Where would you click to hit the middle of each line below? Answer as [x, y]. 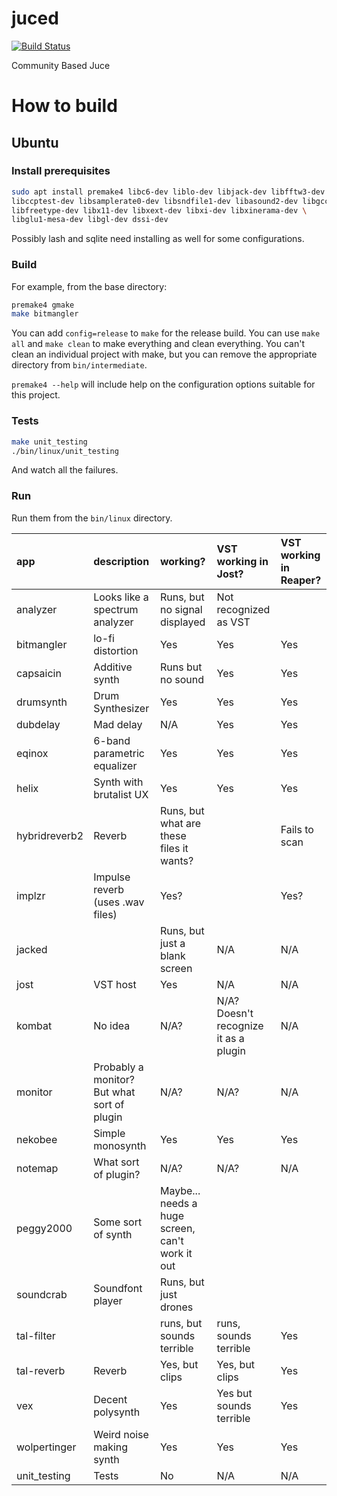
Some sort [118, 1222]
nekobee [37, 1139]
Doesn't [235, 1013]
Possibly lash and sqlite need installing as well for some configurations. [158, 239]
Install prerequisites [61, 171]
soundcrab [42, 1294]
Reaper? [301, 580]
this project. [36, 395]
